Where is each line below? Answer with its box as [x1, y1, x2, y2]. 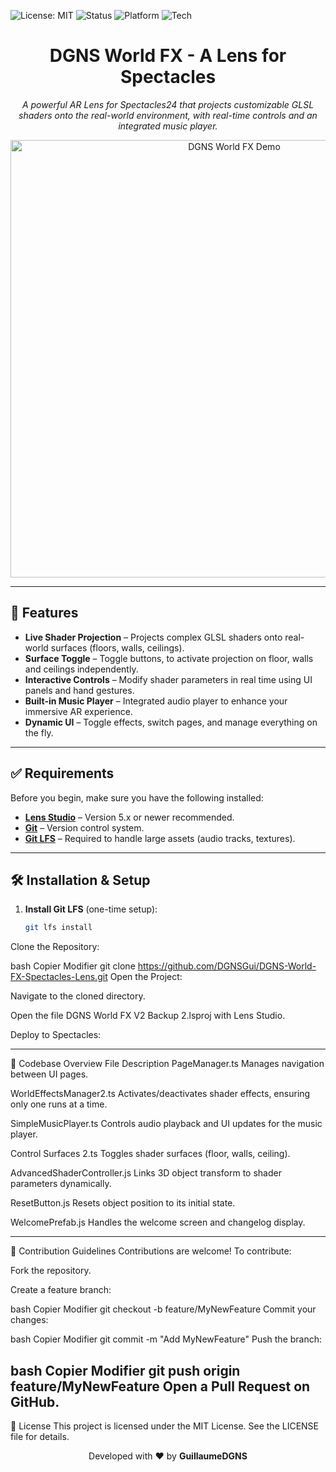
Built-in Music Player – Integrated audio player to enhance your [24, 695, 288, 707]
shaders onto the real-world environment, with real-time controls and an [18, 109, 318, 121]
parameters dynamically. [10, 1178, 112, 1190]
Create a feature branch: [10, 1284, 112, 1296]
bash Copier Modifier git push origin [10, 1362, 241, 1379]
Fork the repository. [10, 1265, 92, 1277]
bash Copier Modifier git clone [10, 960, 136, 972]
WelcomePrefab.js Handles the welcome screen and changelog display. [10, 1216, 306, 1229]
